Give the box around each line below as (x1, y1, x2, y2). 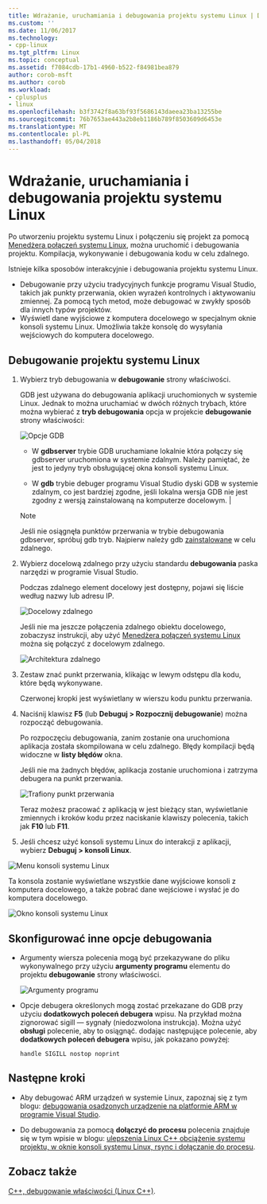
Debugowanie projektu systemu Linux (8, 354, 200, 367)
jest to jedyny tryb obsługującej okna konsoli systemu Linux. (31, 463, 229, 473)
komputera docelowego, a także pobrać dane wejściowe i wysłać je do (8, 885, 240, 894)
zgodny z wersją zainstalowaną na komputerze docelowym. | (31, 495, 232, 506)
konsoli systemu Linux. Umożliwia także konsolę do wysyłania (19, 322, 223, 331)
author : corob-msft (8, 71, 73, 79)
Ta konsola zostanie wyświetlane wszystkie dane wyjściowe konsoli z (8, 877, 236, 886)
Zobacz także (8, 1165, 77, 1179)
